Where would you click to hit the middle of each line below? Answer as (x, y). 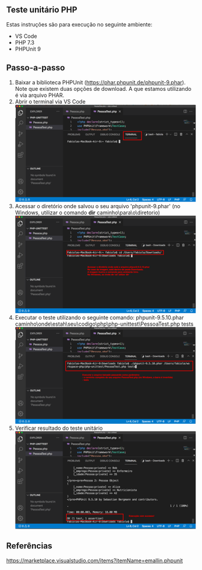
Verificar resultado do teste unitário (59, 428)
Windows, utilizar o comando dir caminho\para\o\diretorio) (87, 212)
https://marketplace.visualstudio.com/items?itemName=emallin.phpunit (95, 560)
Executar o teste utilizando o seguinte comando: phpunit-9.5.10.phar (99, 318)
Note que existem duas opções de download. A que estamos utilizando (103, 88)
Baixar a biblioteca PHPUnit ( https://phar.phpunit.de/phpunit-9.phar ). (100, 82)
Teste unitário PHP (42, 10)
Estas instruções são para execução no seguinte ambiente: (79, 24)
